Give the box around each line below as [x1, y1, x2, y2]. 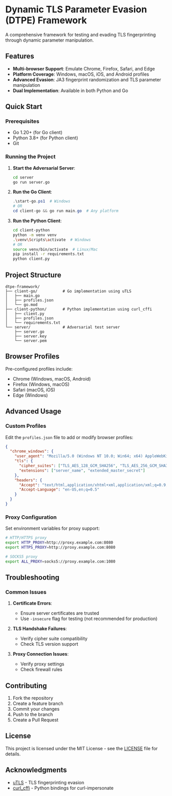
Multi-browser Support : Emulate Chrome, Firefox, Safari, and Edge [12, 65, 155, 71]
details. [5, 751, 21, 757]
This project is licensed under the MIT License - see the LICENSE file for [5, 745, 158, 751]
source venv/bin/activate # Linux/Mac [12, 247, 98, 252]
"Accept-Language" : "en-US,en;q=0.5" [18, 487, 100, 492]
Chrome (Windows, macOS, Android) [12, 375, 91, 382]
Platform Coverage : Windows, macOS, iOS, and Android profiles [12, 71, 149, 77]
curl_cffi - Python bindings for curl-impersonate [12, 785, 114, 791]
